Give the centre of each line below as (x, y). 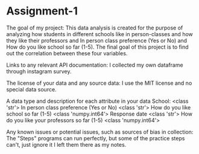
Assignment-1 (42, 11)
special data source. (31, 89)
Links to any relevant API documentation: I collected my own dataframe (95, 65)
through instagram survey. (39, 71)
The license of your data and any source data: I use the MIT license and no (99, 83)
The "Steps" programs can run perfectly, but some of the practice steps (96, 138)
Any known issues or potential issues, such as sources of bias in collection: (100, 132)
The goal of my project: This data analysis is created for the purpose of (95, 28)
